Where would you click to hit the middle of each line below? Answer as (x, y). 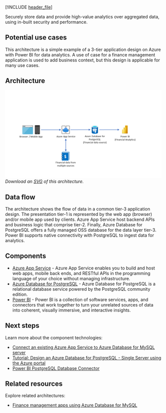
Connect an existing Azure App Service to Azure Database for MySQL (83, 347)
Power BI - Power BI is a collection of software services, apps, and (80, 300)
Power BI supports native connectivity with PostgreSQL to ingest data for (80, 235)
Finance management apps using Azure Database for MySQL (75, 405)
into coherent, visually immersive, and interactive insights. (72, 310)
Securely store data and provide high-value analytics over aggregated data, (82, 17)
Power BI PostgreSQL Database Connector (56, 368)
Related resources (34, 384)
